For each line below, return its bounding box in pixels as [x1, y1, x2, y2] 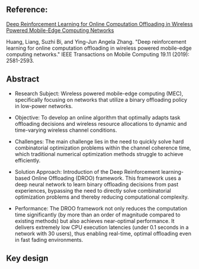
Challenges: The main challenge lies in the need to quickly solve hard [14, 138, 184, 145]
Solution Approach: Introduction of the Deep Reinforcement [14, 168, 161, 175]
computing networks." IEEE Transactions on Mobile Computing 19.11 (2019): [6, 50, 190, 58]
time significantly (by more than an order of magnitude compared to [14, 211, 181, 218]
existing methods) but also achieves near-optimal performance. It [14, 217, 175, 224]
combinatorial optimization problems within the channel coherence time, [14, 144, 191, 151]
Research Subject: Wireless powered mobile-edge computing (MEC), [14, 90, 184, 97]
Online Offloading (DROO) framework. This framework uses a [31, 174, 181, 182]
